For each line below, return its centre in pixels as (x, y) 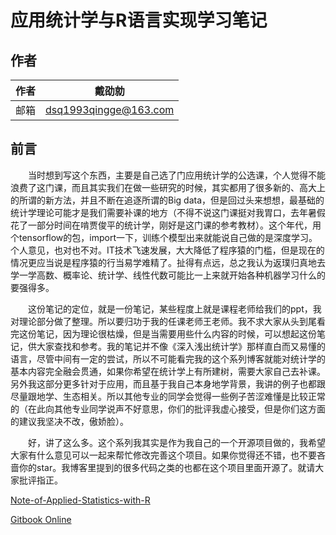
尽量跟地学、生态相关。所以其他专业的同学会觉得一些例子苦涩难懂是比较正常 (168, 396)
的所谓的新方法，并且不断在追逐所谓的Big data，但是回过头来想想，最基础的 (167, 200)
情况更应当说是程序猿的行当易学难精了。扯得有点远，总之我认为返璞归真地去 (168, 262)
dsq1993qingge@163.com (110, 109)
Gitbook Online (41, 519)
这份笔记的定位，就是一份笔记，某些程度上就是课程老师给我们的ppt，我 (174, 308)
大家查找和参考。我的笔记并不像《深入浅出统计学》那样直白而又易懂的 (181, 346)
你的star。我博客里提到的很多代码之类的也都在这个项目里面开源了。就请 (167, 467)
